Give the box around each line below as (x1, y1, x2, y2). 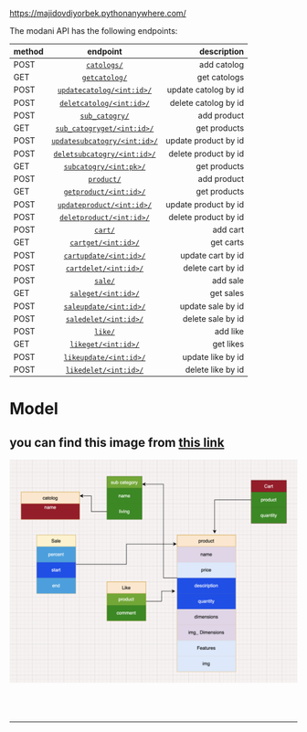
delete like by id (185, 364, 245, 375)
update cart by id (179, 249, 245, 260)
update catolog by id (166, 84, 245, 95)
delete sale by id (182, 313, 245, 324)
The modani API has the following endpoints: (9, 26, 178, 36)
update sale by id (179, 301, 245, 312)
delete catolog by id (169, 97, 245, 108)
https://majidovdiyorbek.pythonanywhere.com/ (9, 8, 187, 18)
